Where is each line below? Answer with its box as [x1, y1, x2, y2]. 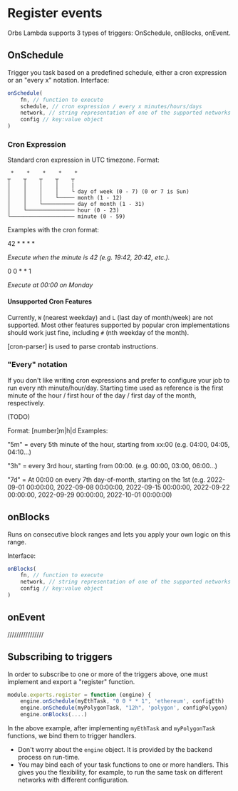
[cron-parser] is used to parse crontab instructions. [7, 342, 158, 351]
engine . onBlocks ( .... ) [20, 711, 88, 718]
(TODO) [7, 412, 31, 421]
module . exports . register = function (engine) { [7, 691, 152, 698]
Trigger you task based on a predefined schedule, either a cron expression [7, 68, 227, 76]
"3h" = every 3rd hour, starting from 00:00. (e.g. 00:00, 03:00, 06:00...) [7, 461, 218, 470]
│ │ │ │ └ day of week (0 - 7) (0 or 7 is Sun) [7, 188, 190, 195]
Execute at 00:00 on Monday [7, 281, 93, 289]
